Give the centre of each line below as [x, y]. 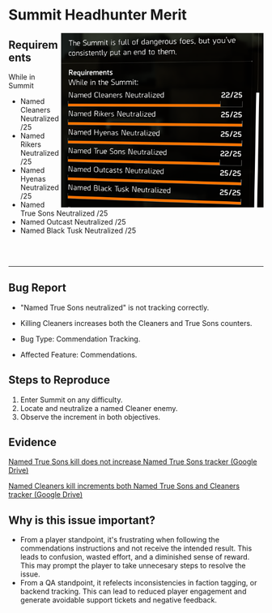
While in [22, 77]
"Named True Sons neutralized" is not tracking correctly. [115, 307]
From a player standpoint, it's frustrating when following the [120, 540]
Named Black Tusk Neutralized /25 [78, 230]
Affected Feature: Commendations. [79, 354]
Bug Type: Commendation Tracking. [80, 339]
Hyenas [33, 179]
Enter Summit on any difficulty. [71, 400]
